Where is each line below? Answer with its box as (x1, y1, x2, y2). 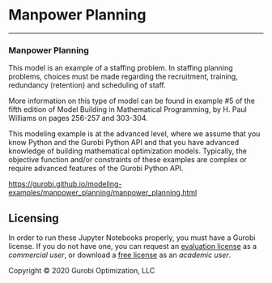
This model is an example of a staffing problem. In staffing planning (8, 63, 233, 73)
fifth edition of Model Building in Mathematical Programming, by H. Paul (8, 105, 247, 114)
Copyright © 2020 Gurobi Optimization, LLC (8, 266, 155, 276)
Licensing (8, 211, 59, 225)
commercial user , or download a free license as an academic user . (8, 250, 232, 260)
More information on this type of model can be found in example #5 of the (8, 96, 256, 106)
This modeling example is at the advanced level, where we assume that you (8, 129, 261, 139)
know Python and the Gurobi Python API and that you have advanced (8, 138, 240, 148)
